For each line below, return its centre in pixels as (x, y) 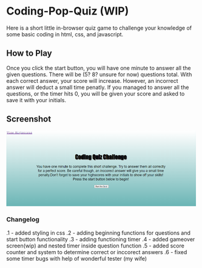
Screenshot (29, 119)
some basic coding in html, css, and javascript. (65, 34)
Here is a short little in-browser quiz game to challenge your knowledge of (99, 28)
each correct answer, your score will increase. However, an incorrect (92, 80)
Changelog (23, 220)
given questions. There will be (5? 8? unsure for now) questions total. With (99, 74)
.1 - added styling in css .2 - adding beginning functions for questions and (99, 233)
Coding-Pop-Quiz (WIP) (68, 11)
